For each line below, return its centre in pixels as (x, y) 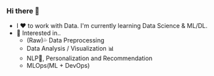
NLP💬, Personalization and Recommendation (90, 58)
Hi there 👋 (23, 11)
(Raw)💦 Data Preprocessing (65, 40)
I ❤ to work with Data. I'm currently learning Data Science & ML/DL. (112, 26)
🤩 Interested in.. (38, 33)
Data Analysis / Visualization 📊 (70, 49)
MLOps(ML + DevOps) (58, 66)
